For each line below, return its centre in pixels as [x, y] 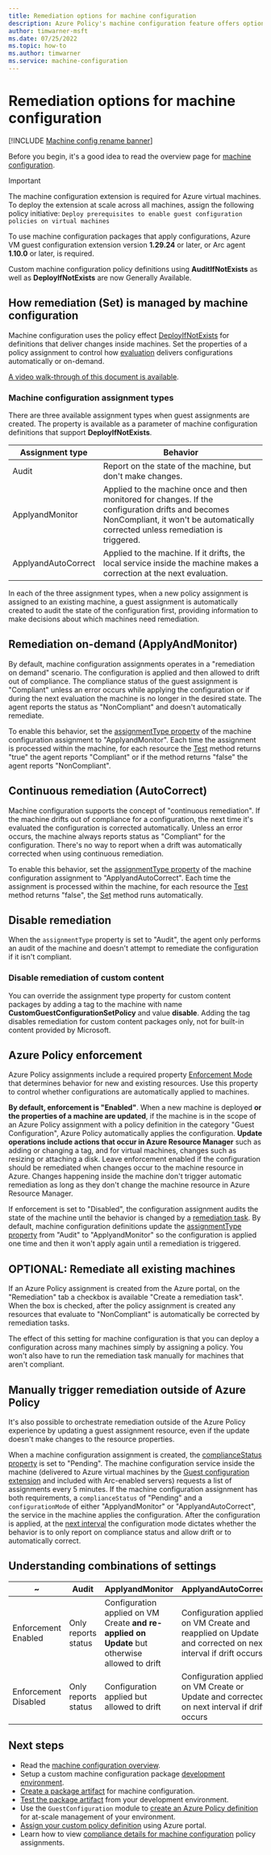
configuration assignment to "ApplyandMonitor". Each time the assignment [132, 739]
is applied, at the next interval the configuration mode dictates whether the [132, 1524]
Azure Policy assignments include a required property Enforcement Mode [130, 1075]
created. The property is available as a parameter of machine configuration [133, 424]
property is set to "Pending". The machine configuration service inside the [132, 1463]
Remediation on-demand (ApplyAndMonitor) [123, 644]
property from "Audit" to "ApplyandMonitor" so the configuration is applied [133, 1235]
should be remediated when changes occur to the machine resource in [126, 1168]
